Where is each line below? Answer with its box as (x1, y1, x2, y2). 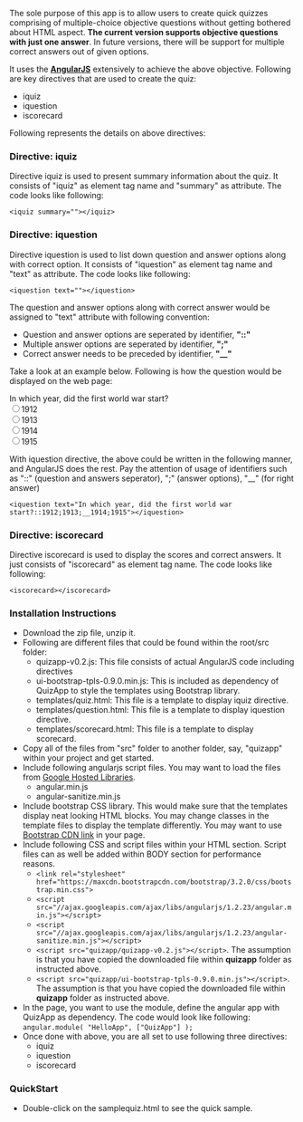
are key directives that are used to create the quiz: (9, 73, 197, 84)
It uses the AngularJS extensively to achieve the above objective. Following (9, 63, 291, 74)
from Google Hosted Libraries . (22, 772, 136, 782)
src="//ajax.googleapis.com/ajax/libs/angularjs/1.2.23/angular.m (35, 903, 292, 913)
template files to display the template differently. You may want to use (22, 820, 282, 831)
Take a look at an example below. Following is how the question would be (9, 366, 282, 377)
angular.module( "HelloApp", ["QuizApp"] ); (22, 1023, 194, 1032)
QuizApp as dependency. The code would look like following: (22, 1012, 251, 1022)
